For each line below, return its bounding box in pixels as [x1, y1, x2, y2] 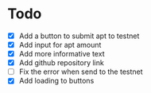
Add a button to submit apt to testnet [18, 31, 140, 41]
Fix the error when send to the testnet [18, 67, 144, 76]
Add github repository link [18, 58, 104, 68]
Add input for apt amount [18, 41, 102, 49]
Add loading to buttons [18, 76, 95, 86]
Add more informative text [18, 49, 105, 59]
